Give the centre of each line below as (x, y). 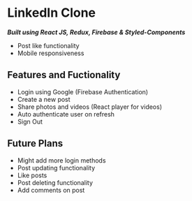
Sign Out (30, 121)
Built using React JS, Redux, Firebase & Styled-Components (96, 32)
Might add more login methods (61, 160)
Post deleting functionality (55, 182)
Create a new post (44, 99)
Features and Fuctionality (64, 75)
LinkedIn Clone (52, 13)
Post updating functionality (56, 167)
